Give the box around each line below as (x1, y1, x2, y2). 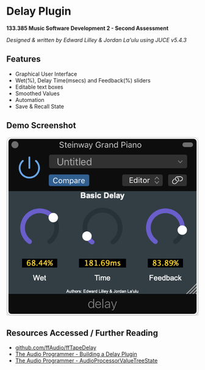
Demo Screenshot (6, 120, 76, 131)
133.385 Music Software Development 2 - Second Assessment (6, 24, 169, 32)
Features (6, 54, 41, 65)
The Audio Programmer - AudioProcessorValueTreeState (15, 357, 158, 364)
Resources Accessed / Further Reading (6, 328, 159, 338)
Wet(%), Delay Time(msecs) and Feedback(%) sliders (15, 76, 151, 84)
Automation (15, 96, 45, 103)
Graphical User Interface (15, 70, 77, 78)
